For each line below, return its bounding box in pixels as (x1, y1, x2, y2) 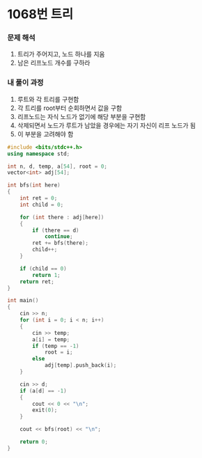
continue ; (44, 233, 73, 240)
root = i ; (44, 349, 73, 356)
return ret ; (20, 278, 54, 285)
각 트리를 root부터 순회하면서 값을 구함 (17, 104, 123, 112)
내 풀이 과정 (7, 78, 44, 88)
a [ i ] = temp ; (32, 335, 70, 343)
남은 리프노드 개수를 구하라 (17, 58, 91, 67)
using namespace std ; (7, 150, 70, 157)
